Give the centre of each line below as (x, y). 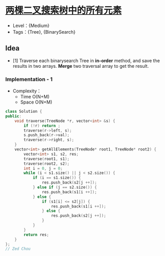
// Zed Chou (18, 249)
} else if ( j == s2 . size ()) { (65, 187)
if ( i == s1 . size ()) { (57, 178)
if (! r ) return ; (42, 125)
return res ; (37, 235)
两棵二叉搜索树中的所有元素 (64, 10)
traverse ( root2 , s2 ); (47, 164)
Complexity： (27, 91)
